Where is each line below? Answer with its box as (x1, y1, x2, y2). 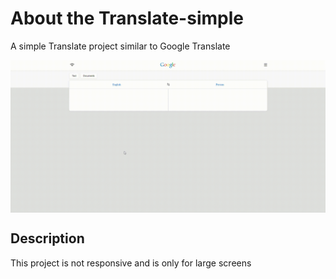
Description (10, 230, 85, 247)
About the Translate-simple (10, 7, 244, 30)
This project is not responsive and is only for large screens (10, 257, 252, 269)
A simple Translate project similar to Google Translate (10, 40, 231, 52)
